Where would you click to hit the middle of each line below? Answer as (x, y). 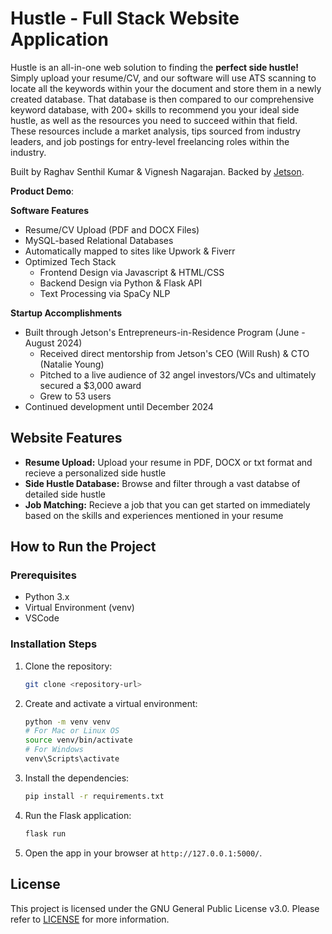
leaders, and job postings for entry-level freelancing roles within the (150, 141)
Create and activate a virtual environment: (111, 703)
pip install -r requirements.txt (94, 796)
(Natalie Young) (72, 364)
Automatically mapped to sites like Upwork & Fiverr (130, 251)
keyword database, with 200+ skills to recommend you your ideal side (155, 109)
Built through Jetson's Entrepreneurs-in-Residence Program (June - (165, 332)
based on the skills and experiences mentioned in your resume (154, 515)
